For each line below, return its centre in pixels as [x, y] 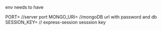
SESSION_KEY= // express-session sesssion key [56, 22]
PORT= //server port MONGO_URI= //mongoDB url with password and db [81, 17]
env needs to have [24, 7]
